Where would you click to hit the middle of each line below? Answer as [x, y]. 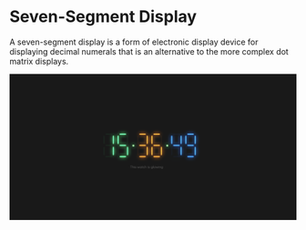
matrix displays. [39, 61]
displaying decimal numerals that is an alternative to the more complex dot [149, 51]
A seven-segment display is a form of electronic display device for [134, 42]
